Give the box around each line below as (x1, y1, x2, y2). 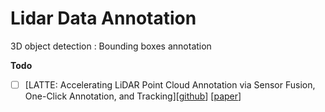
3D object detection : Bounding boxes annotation (10, 40, 212, 52)
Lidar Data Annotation (10, 7, 197, 30)
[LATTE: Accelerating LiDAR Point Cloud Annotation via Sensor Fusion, (24, 78, 316, 91)
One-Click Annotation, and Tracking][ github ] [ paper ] (24, 90, 242, 102)
